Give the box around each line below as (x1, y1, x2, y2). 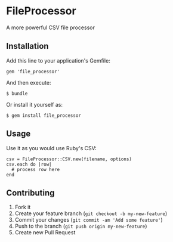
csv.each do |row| (6, 161, 52, 167)
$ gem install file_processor (6, 112, 82, 119)
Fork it (14, 204, 31, 211)
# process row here (11, 166, 60, 172)
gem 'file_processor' (6, 69, 60, 75)
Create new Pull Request (14, 229, 76, 236)
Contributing (6, 188, 55, 198)
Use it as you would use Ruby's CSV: (6, 144, 97, 151)
